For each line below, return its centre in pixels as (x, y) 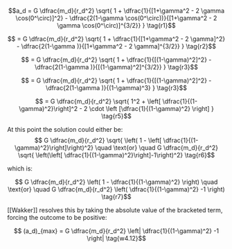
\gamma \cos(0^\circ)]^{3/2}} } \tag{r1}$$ (116, 25)
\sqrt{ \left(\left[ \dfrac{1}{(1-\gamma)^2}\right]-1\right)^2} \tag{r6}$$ (116, 155)
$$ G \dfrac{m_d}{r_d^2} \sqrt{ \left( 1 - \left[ (98, 140)
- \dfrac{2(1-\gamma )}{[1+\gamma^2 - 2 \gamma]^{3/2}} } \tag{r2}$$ (116, 46)
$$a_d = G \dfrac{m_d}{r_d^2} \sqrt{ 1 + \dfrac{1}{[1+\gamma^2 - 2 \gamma (116, 11)
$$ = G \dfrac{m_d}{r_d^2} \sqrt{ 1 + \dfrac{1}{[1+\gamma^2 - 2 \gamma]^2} (116, 39)
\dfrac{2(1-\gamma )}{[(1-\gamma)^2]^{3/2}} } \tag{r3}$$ (116, 67)
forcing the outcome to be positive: (57, 217)
